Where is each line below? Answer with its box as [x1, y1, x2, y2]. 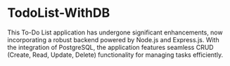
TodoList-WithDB [7, 5, 110, 21]
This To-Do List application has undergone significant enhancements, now [7, 28, 223, 37]
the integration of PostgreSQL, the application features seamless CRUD [7, 43, 214, 51]
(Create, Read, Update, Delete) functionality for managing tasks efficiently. [7, 51, 224, 59]
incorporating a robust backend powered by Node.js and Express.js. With [7, 35, 219, 44]
